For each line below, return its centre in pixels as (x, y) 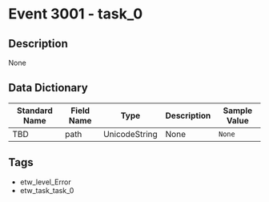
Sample (238, 111)
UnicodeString (130, 134)
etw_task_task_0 (47, 190)
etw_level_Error (45, 182)
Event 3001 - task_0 (76, 14)
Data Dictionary (48, 88)
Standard (35, 111)
